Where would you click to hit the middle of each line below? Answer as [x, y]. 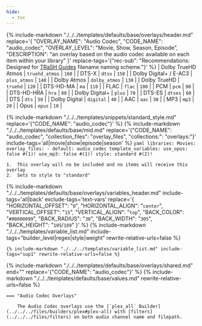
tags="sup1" [21, 254]
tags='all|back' [25, 199]
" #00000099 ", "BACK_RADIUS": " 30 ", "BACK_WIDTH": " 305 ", [79, 218]
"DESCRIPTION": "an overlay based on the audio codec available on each [98, 54]
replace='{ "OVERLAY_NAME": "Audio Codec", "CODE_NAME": [85, 41]
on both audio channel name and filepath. [128, 317]
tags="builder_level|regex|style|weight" [56, 238]
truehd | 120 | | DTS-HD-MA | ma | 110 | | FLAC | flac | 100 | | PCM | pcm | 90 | [100, 86]
